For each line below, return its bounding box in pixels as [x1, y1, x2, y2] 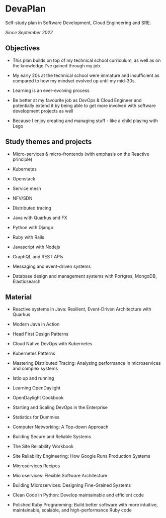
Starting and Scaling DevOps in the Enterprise [12, 404, 108, 410]
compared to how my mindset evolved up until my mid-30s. [12, 77, 136, 83]
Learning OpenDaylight [12, 385, 61, 391]
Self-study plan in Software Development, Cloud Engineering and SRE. [5, 20, 151, 26]
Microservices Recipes [12, 463, 60, 469]
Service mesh [12, 185, 41, 191]
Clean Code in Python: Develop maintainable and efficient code [12, 492, 144, 498]
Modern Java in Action [12, 321, 60, 327]
